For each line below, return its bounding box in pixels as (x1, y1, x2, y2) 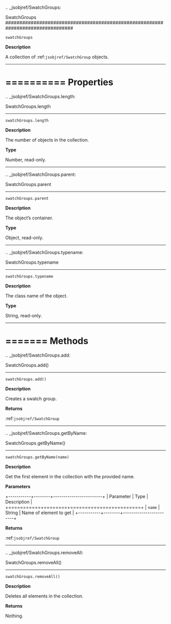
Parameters (5, 483, 31, 490)
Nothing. (5, 613, 24, 619)
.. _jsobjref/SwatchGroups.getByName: (5, 430, 88, 436)
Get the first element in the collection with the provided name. (5, 473, 135, 479)
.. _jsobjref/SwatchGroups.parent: (5, 171, 76, 177)
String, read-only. (5, 312, 42, 318)
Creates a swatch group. (5, 396, 57, 402)
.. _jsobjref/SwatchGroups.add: (5, 352, 71, 358)
